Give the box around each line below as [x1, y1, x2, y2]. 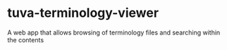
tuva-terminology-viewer [7, 5, 159, 21]
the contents [7, 35, 44, 44]
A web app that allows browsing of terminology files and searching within [7, 28, 221, 37]
